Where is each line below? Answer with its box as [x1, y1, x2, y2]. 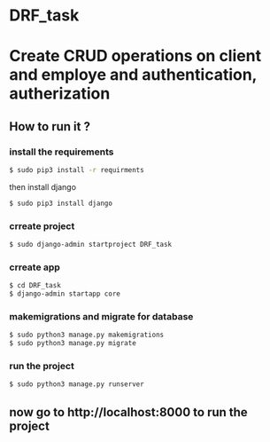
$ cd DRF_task [9, 281, 62, 290]
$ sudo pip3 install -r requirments [9, 166, 144, 175]
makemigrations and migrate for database [9, 310, 194, 322]
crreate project [9, 219, 75, 232]
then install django [9, 181, 77, 192]
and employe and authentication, [9, 65, 258, 85]
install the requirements [9, 146, 114, 158]
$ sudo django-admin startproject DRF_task [9, 241, 173, 249]
